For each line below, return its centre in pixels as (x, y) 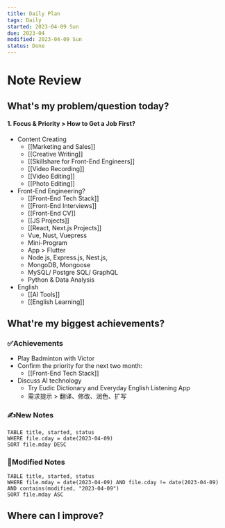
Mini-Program (48, 242)
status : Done (26, 46)
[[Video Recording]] (56, 168)
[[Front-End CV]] (52, 213)
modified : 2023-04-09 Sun (44, 40)
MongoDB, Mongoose (59, 264)
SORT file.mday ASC (35, 495)
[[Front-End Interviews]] (62, 205)
